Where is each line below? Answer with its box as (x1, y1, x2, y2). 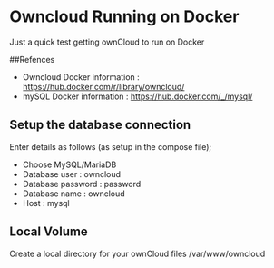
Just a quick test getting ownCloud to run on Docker (9, 36, 205, 47)
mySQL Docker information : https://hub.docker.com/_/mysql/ (22, 91, 253, 102)
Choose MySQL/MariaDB (22, 159, 117, 170)
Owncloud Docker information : (22, 71, 141, 83)
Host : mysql (22, 197, 70, 208)
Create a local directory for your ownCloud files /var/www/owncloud (9, 248, 266, 259)
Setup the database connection (9, 117, 191, 133)
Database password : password (22, 178, 142, 189)
